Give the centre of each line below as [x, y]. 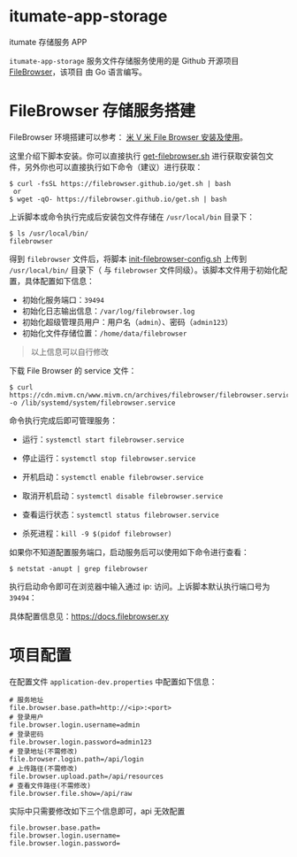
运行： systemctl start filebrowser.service [103, 439]
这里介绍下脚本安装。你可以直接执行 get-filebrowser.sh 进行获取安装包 [138, 156]
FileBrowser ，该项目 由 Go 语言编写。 [78, 72]
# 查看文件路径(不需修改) [50, 785]
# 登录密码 [27, 734]
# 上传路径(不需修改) [43, 768]
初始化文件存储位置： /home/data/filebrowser [104, 333]
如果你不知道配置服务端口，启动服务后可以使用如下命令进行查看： [129, 552]
